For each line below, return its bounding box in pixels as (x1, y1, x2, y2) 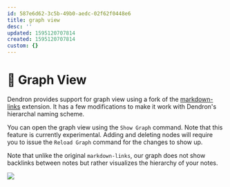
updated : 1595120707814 (7, 29, 76, 37)
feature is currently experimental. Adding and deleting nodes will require (7, 130, 213, 139)
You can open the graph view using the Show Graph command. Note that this (7, 123, 223, 132)
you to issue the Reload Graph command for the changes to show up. (7, 138, 203, 146)
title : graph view (7, 17, 60, 24)
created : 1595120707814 (7, 36, 76, 43)
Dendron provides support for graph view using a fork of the (7, 95, 179, 103)
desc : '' (7, 23, 32, 30)
